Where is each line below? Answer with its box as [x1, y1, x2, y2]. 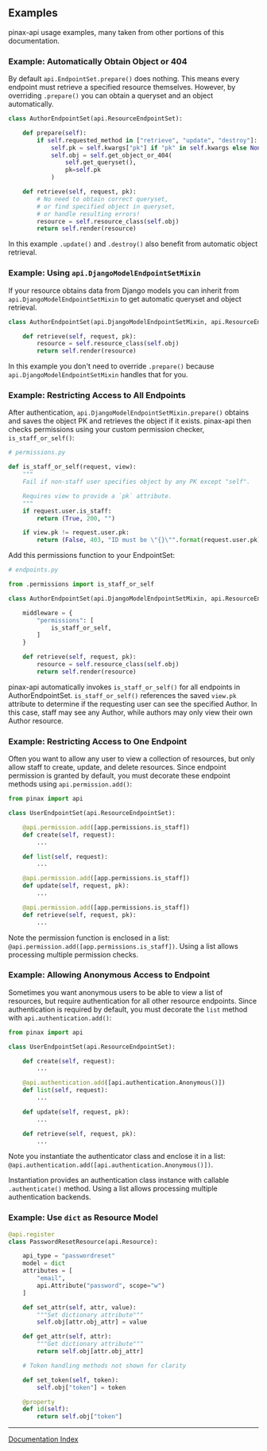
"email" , [37, 1274, 66, 1282]
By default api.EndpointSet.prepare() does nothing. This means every [8, 74, 240, 84]
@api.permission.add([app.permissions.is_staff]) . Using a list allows [8, 941, 238, 950]
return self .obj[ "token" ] [37, 1413, 123, 1421]
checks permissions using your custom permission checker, [8, 425, 205, 435]
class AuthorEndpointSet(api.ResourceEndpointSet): [8, 115, 183, 123]
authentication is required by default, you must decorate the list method [8, 1004, 248, 1014]
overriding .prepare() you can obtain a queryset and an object [8, 91, 214, 100]
